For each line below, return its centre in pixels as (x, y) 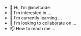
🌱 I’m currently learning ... (36, 18)
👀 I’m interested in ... (30, 13)
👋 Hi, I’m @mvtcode (30, 8)
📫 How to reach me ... (32, 28)
